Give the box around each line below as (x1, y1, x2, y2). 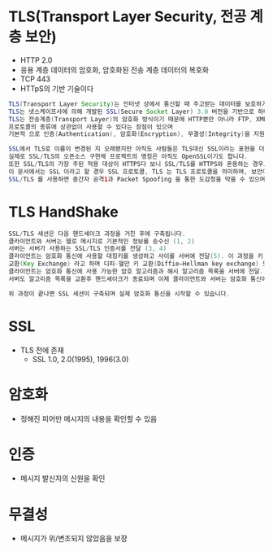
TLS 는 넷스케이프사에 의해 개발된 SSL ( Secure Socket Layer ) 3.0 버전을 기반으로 (8, 107, 254, 116)
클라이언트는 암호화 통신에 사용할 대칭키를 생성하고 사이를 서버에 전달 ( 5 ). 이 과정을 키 (8, 252, 264, 260)
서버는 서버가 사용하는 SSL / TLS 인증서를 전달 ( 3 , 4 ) (8, 245, 167, 253)
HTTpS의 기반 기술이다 (19, 83, 94, 94)
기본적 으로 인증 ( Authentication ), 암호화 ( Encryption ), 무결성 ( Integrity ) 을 (8, 130, 250, 138)
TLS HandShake (8, 203, 119, 221)
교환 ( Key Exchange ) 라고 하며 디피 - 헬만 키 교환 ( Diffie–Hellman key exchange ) (8, 260, 260, 269)
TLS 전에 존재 (19, 345, 65, 355)
